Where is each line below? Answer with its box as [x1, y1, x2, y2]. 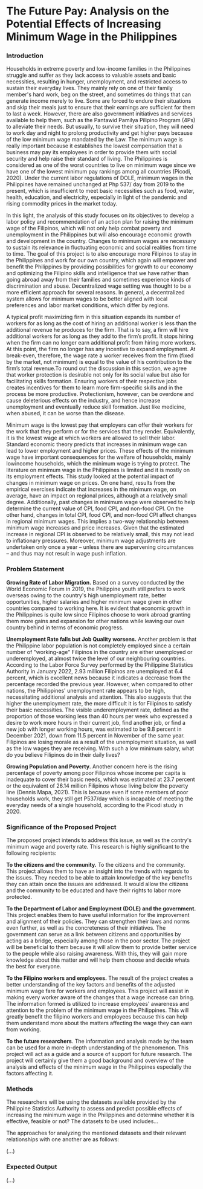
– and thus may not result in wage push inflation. [6, 550, 127, 557]
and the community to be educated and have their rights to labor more [6, 887, 181, 894]
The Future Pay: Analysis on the [6, 4, 170, 18]
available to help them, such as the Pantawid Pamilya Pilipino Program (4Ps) [6, 117, 196, 124]
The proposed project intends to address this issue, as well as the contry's [6, 837, 192, 844]
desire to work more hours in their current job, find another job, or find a [6, 719, 186, 726]
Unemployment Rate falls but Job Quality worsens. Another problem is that [6, 635, 197, 643]
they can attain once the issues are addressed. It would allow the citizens [6, 881, 188, 888]
